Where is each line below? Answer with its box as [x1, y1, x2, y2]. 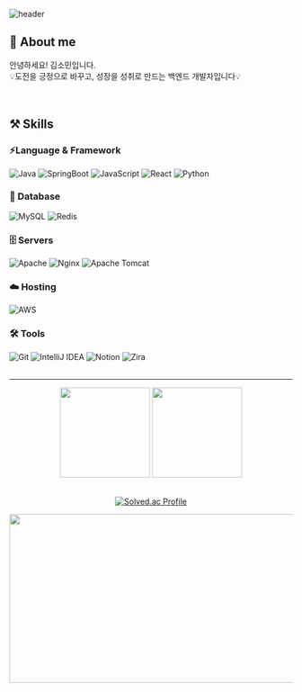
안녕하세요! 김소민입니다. [9, 59, 96, 70]
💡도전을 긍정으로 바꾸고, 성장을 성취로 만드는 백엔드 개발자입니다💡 [9, 70, 241, 81]
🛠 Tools [9, 328, 46, 340]
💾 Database [9, 190, 61, 202]
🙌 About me [9, 34, 76, 49]
